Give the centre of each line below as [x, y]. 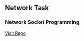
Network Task [27, 8]
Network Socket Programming [42, 22]
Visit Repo [16, 33]
